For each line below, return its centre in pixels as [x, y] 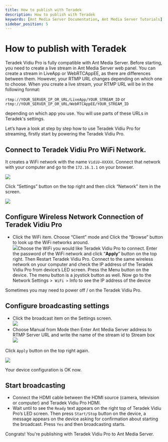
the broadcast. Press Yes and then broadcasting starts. [69, 424]
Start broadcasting [35, 386]
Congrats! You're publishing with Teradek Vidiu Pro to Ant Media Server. [80, 434]
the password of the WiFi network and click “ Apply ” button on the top [85, 253]
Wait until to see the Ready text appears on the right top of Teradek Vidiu [87, 408]
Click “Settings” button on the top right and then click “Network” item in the [83, 186]
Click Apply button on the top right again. [47, 350]
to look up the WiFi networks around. [51, 242]
